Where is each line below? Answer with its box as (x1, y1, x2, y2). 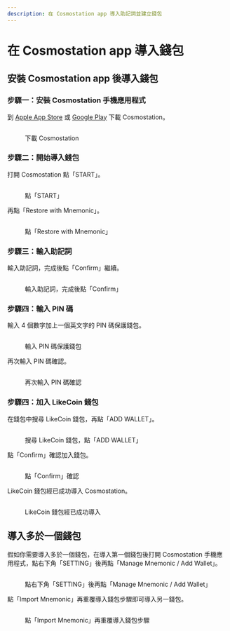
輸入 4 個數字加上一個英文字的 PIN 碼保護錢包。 (7, 321, 146, 330)
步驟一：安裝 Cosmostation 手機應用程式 (7, 95, 146, 105)
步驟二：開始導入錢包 (7, 153, 79, 163)
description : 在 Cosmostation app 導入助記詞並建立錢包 (7, 10, 163, 18)
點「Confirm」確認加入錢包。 (7, 450, 93, 459)
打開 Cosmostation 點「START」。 (7, 170, 104, 179)
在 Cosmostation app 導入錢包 (7, 43, 184, 58)
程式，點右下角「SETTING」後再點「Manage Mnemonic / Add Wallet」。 (13, 559, 222, 567)
